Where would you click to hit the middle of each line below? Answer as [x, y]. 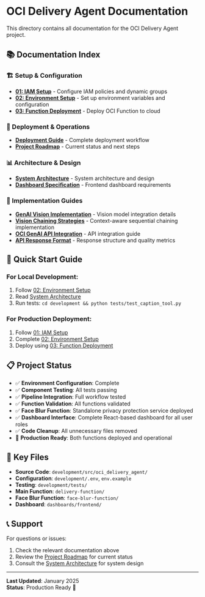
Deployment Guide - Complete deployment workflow [82, 140]
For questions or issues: [37, 538]
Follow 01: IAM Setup [41, 332]
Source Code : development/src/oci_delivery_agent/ [81, 472]
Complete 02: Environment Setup [57, 339]
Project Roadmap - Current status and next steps [77, 146]
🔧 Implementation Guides [45, 201]
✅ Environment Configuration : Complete [67, 383]
